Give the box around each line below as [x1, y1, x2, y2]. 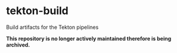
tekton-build [6, 4, 69, 18]
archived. [6, 41, 31, 48]
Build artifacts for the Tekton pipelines [6, 24, 99, 31]
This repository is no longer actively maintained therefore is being [6, 35, 172, 42]
